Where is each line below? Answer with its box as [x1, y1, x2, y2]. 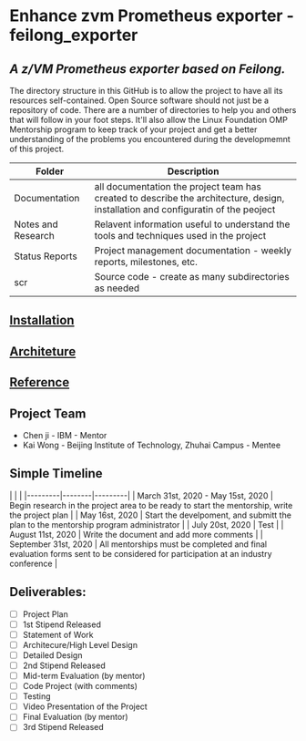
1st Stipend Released [22, 619, 102, 630]
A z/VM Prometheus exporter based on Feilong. [9, 61, 286, 77]
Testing [22, 691, 52, 702]
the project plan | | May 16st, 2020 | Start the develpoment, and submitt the [9, 509, 291, 520]
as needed [94, 282, 140, 294]
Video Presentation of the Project [22, 701, 148, 712]
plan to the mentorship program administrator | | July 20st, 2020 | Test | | [9, 519, 284, 530]
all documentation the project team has [94, 180, 261, 192]
